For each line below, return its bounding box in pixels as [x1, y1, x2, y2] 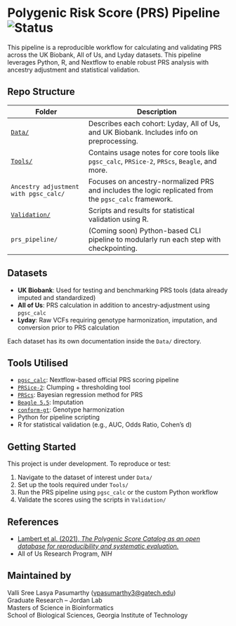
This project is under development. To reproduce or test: [7, 459, 171, 468]
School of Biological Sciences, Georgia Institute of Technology [7, 611, 188, 619]
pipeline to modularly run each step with [88, 234, 221, 244]
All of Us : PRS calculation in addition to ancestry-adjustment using [17, 301, 211, 309]
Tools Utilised [7, 357, 69, 369]
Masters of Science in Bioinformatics [7, 603, 114, 612]
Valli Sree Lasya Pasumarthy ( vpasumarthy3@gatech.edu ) [7, 588, 176, 596]
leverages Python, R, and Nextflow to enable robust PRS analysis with [7, 58, 209, 66]
